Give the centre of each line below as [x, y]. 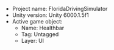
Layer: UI [33, 41]
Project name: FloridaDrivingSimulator [60, 9]
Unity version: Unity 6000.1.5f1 [51, 15]
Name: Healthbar [43, 28]
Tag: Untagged [40, 34]
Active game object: [37, 21]
